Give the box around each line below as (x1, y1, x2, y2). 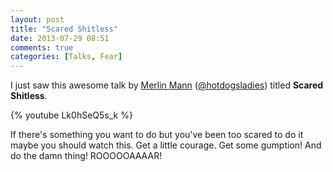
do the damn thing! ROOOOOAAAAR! (10, 150, 163, 162)
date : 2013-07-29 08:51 (10, 33, 110, 43)
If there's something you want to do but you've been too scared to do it (10, 129, 304, 141)
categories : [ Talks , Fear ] (10, 52, 123, 62)
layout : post (10, 14, 65, 25)
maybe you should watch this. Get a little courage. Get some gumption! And (10, 139, 322, 151)
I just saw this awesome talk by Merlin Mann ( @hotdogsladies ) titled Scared (10, 79, 324, 91)
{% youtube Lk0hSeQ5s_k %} (10, 109, 133, 121)
